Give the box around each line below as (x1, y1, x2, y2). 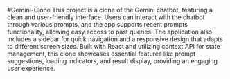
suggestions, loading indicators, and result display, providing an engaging (7, 57, 218, 65)
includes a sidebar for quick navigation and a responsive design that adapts (7, 35, 223, 43)
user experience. (7, 65, 55, 72)
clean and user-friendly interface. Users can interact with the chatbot (7, 13, 205, 21)
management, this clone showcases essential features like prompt (7, 49, 196, 58)
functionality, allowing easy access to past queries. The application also (7, 27, 213, 36)
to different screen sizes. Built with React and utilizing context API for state (7, 43, 220, 50)
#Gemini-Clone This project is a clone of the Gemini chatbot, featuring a (7, 6, 213, 14)
